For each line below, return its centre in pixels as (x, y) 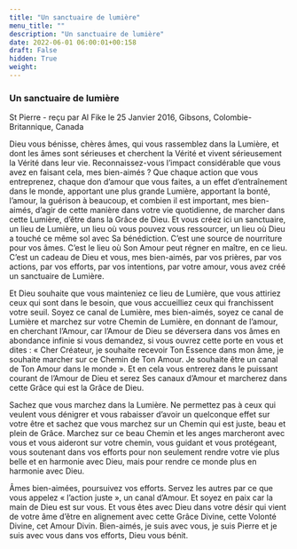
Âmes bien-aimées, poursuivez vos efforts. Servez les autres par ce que (141, 489)
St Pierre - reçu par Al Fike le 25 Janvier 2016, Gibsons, (110, 117)
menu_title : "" (37, 26)
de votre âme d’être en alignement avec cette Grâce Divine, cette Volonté (143, 517)
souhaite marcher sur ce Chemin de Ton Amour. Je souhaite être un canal (144, 360)
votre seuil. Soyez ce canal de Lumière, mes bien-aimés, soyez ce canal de (146, 313)
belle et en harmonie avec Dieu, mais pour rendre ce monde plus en (133, 462)
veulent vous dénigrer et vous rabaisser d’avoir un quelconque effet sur (140, 415)
